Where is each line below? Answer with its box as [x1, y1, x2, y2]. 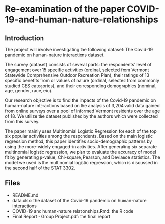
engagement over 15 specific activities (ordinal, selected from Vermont [5, 67, 149, 73]
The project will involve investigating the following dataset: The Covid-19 [5, 47, 153, 52]
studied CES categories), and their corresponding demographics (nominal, [5, 83, 157, 89]
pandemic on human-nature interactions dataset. [5, 52, 105, 58]
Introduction [5, 34, 44, 42]
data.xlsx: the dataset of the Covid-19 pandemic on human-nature [12, 197, 147, 203]
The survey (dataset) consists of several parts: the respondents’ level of [5, 62, 152, 67]
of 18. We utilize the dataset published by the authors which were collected [5, 113, 158, 119]
